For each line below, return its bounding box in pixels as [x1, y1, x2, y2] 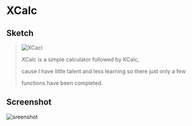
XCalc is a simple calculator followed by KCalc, [21, 56, 139, 63]
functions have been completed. [21, 80, 103, 86]
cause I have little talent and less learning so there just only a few [21, 68, 186, 75]
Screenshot [6, 97, 52, 107]
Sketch [6, 28, 34, 38]
